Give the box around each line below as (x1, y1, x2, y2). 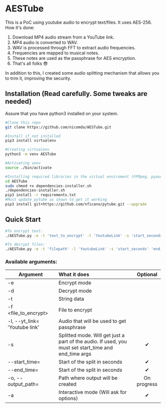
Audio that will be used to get (58, 317, 126, 324)
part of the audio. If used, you (58, 338, 127, 345)
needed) (5, 97, 32, 106)
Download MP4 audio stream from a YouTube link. (12, 34, 115, 40)
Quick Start (5, 216, 41, 224)
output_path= (7, 381, 39, 388)
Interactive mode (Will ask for (58, 389, 127, 396)
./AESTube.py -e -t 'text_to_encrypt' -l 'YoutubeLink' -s (5, 233, 129, 238)
